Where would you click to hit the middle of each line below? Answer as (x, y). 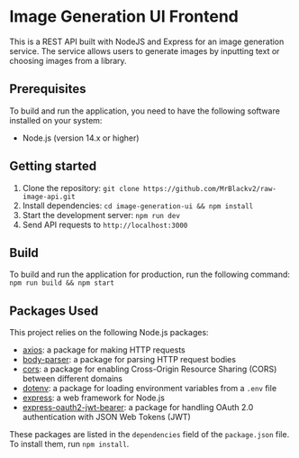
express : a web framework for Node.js (93, 398)
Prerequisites (48, 89)
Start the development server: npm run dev (101, 215)
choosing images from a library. (68, 60)
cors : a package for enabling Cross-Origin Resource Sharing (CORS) (149, 369)
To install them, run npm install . (69, 444)
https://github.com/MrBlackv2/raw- (210, 188)
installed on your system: (56, 120)
